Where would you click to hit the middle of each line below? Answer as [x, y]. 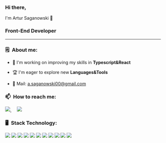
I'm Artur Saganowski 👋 [29, 18]
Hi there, [16, 7]
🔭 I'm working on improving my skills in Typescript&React [71, 62]
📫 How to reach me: [31, 97]
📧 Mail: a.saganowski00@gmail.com [49, 83]
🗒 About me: [21, 50]
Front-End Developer [31, 31]
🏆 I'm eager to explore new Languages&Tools [60, 72]
